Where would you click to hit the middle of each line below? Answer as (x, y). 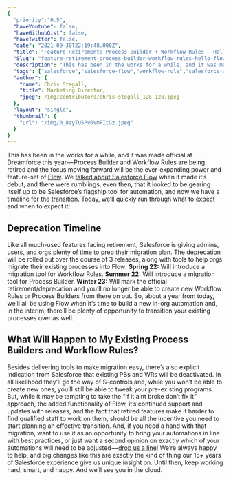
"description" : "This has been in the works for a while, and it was (115, 65)
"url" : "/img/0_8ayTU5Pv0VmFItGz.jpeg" (77, 122)
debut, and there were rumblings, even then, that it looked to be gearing (109, 184)
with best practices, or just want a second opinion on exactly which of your (113, 440)
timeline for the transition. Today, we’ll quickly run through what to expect (111, 199)
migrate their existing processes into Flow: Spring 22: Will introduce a (106, 267)
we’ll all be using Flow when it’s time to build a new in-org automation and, (112, 304)
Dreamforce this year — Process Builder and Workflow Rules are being (106, 162)
